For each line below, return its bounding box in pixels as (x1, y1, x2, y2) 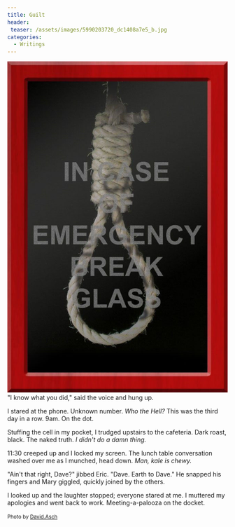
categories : (7, 34, 42, 41)
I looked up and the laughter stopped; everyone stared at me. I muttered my (7, 491, 225, 500)
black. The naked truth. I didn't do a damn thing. (7, 435, 147, 444)
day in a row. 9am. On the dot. (7, 414, 94, 423)
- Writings (13, 41, 45, 48)
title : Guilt (7, 11, 45, 18)
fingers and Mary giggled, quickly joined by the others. (7, 477, 166, 486)
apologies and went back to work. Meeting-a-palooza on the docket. (7, 498, 205, 507)
